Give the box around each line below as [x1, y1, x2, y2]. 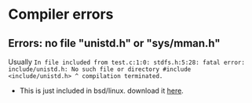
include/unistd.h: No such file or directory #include [8, 66, 192, 73]
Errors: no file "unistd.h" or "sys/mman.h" [8, 37, 221, 50]
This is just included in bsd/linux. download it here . [19, 86, 184, 95]
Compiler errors [8, 5, 114, 23]
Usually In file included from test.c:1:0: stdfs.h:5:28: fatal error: [8, 57, 246, 66]
